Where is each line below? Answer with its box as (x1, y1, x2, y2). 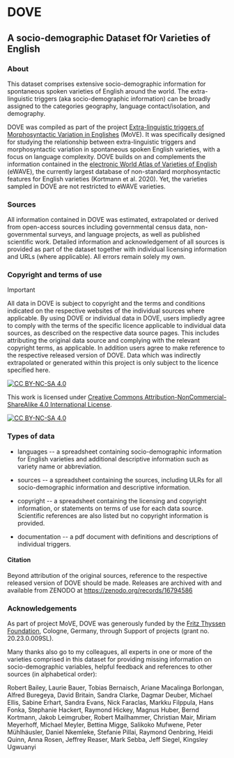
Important (7, 285, 36, 294)
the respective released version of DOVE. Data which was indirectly (7, 351, 201, 359)
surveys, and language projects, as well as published (48, 230, 201, 239)
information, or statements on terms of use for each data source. (17, 504, 203, 512)
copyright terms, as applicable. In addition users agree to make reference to (7, 343, 225, 352)
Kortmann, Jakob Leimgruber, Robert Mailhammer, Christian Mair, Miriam (7, 713, 217, 722)
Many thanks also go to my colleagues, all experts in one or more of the (7, 648, 212, 656)
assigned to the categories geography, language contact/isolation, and (7, 102, 210, 110)
